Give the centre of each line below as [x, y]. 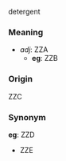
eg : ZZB [45, 58]
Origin [21, 79]
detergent [24, 12]
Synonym [27, 117]
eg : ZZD [21, 135]
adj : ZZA [34, 50]
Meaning [26, 32]
